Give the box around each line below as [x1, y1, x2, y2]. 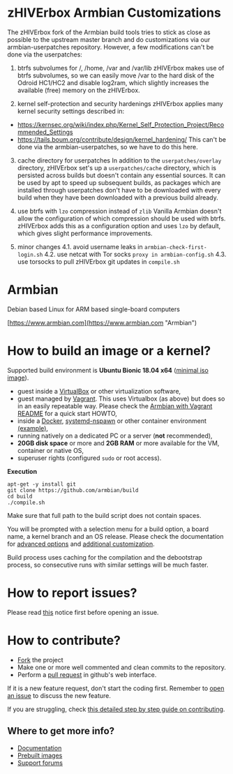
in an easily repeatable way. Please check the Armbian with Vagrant [17, 401, 213, 410]
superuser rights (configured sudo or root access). [17, 454, 162, 462]
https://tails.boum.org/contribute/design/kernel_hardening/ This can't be [17, 135, 227, 144]
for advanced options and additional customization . [7, 539, 155, 548]
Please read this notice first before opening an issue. [7, 608, 159, 616]
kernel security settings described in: [17, 107, 125, 115]
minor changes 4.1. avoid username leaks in [17, 242, 143, 251]
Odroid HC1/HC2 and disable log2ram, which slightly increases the [17, 78, 209, 87]
